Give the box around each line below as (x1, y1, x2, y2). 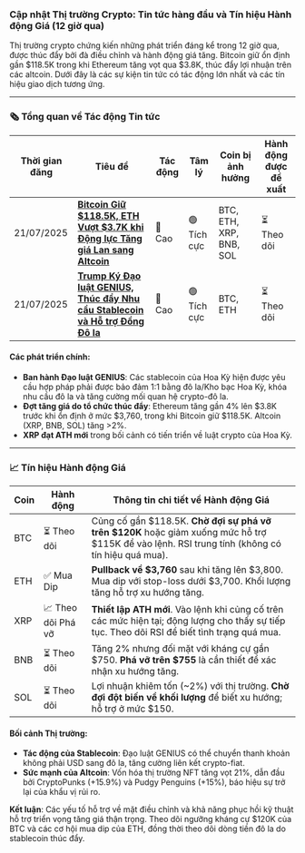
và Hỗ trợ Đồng (77, 315, 145, 328)
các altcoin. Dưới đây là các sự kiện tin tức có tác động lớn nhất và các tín (9, 69, 286, 80)
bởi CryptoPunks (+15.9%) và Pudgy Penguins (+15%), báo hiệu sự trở (22, 777, 286, 788)
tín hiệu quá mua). (91, 549, 169, 562)
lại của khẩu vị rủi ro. (22, 787, 102, 798)
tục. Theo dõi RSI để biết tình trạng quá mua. (91, 625, 281, 638)
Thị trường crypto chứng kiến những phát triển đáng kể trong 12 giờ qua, (9, 40, 280, 51)
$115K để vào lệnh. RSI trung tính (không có (91, 537, 281, 550)
